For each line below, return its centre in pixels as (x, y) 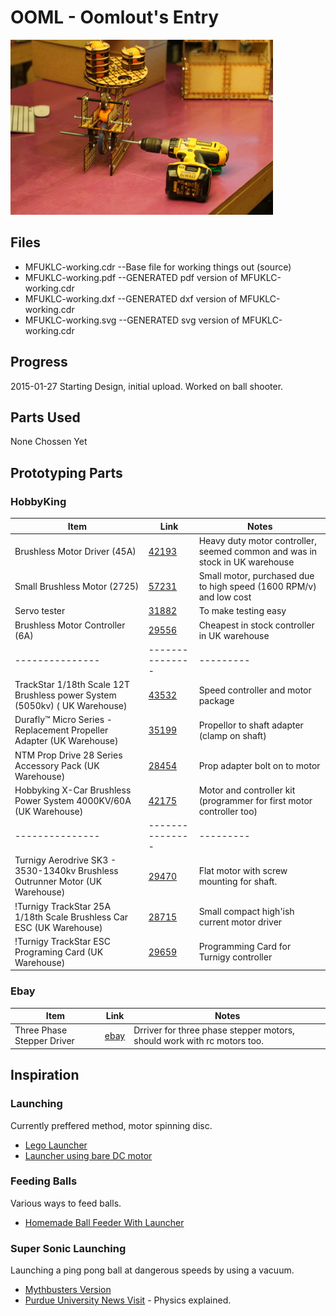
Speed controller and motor (255, 690)
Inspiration (45, 1075)
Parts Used (45, 417)
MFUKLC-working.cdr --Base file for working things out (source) (158, 267)
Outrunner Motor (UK (58, 882)
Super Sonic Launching (68, 1248)
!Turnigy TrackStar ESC (62, 941)
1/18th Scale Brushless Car (71, 917)
